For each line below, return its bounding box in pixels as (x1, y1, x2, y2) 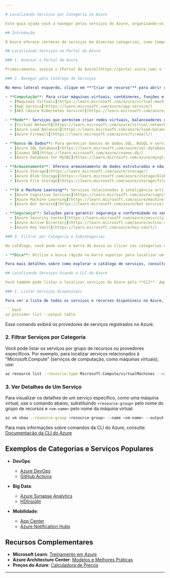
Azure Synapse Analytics (20, 493, 73, 499)
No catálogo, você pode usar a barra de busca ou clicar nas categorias (5, 243, 162, 248)
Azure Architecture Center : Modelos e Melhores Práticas (12, 557, 133, 563)
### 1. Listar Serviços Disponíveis (5, 289, 82, 294)
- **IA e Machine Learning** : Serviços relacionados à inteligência (5, 187, 153, 193)
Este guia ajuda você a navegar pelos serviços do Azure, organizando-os (5, 21, 164, 26)
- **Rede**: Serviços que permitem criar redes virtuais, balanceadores (5, 118, 162, 123)
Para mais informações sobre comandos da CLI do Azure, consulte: (5, 424, 146, 430)
